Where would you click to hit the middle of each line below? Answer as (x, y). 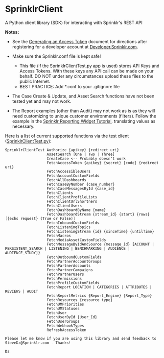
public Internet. (35, 81)
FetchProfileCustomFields (73, 283)
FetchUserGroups (63, 321)
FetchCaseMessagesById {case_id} (81, 189)
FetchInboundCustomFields (73, 223)
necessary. (23, 126)
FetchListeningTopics (69, 227)
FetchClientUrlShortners (72, 201)
